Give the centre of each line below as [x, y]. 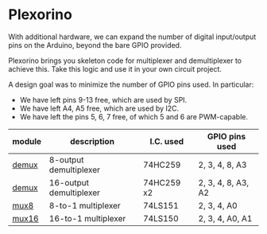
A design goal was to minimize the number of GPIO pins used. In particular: [131, 84]
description [93, 141]
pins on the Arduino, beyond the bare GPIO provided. [95, 45]
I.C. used [167, 141]
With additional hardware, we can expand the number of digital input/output [132, 37]
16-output [69, 182]
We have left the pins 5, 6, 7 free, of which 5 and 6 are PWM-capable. [134, 116]
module [27, 141]
